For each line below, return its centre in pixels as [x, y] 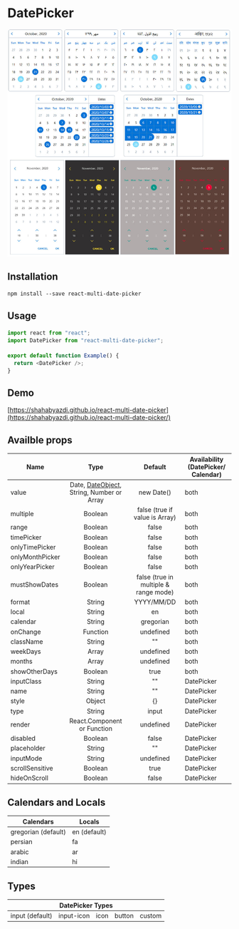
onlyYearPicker [32, 567]
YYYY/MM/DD [155, 602]
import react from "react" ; [49, 333]
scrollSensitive [32, 768]
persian [21, 842]
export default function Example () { [63, 355]
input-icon [74, 916]
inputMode [26, 758]
